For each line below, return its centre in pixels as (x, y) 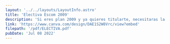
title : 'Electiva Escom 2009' (37, 15)
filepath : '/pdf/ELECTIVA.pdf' (38, 29)
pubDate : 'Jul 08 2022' (31, 33)
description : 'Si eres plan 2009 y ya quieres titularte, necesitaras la (85, 19)
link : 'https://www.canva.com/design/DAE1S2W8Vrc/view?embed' (73, 24)
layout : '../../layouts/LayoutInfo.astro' (51, 10)
